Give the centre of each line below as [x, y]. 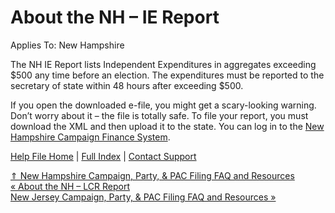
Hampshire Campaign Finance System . [90, 137]
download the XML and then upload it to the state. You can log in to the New [167, 126]
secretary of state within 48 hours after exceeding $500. [127, 85]
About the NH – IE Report [115, 17]
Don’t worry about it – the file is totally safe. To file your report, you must [159, 115]
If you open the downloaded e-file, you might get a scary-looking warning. [163, 105]
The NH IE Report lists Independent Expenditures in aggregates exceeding [163, 64]
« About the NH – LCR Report [70, 186]
